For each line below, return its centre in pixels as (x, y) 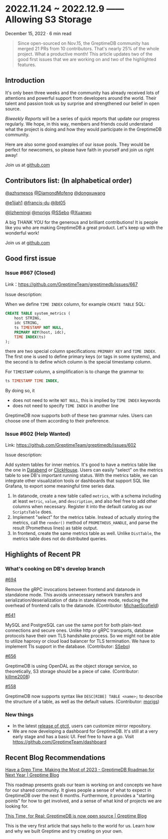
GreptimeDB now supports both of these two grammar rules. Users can (79, 415)
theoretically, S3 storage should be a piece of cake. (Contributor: (72, 672)
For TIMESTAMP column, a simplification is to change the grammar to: (75, 372)
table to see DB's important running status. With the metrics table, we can (81, 475)
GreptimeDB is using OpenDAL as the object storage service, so (71, 666)
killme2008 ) (18, 677)
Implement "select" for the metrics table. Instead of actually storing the (86, 517)
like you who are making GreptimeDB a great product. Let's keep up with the (84, 227)
